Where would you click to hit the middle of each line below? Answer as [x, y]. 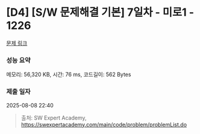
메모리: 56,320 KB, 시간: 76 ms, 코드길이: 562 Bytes [69, 75]
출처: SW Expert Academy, [54, 118]
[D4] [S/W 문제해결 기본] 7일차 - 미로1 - [100, 12]
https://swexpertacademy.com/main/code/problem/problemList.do [104, 124]
